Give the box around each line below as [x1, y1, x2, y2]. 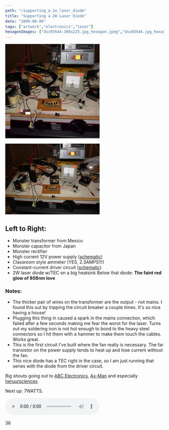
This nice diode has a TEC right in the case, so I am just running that [12, 358, 154, 364]
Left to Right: [5, 224, 47, 233]
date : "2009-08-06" [5, 19, 46, 24]
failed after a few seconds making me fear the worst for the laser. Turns [12, 320, 161, 326]
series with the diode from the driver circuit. [12, 363, 104, 369]
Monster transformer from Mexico [12, 237, 83, 243]
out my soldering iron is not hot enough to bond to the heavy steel [12, 326, 150, 332]
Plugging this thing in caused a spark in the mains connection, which [12, 315, 155, 321]
